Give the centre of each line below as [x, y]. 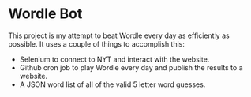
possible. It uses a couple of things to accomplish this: [97, 43]
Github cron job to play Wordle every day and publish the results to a [131, 67]
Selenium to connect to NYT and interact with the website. [114, 59]
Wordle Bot [45, 14]
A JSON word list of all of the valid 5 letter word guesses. [112, 84]
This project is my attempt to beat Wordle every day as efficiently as [119, 35]
